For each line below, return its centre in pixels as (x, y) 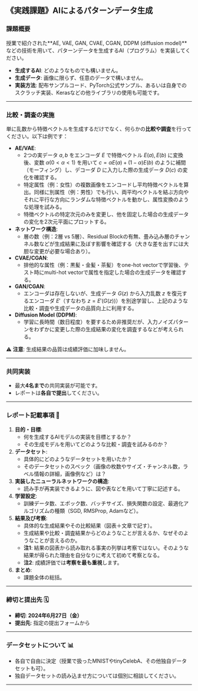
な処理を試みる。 (44, 206)
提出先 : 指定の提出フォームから (52, 622)
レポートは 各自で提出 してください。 (58, 393)
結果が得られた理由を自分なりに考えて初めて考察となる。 (93, 555)
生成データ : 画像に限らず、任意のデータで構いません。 (80, 78)
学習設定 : (26, 496)
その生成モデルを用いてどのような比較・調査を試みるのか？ (96, 444)
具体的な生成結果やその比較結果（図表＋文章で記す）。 (89, 525)
